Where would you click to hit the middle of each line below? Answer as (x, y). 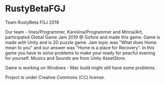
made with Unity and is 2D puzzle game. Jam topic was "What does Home (81, 42)
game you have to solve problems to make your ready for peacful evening (80, 53)
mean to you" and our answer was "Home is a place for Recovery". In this (80, 47)
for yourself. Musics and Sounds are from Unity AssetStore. (66, 58)
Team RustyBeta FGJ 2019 (32, 22)
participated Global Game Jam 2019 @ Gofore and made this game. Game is (83, 37)
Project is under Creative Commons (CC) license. (55, 77)
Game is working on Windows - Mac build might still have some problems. (81, 68)
